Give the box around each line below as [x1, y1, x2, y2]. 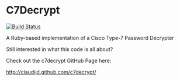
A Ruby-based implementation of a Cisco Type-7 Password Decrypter [6, 34, 174, 41]
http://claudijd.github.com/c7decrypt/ [6, 68, 96, 75]
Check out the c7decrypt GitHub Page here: [6, 57, 112, 64]
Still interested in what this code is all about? [6, 45, 113, 53]
